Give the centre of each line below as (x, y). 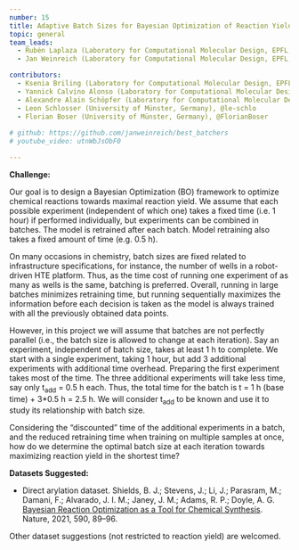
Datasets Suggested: (49, 473)
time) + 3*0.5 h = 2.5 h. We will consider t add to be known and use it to (139, 400)
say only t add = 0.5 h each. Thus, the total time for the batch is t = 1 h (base (147, 388)
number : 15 (29, 17)
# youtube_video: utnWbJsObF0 (65, 142)
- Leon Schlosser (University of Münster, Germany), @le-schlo (137, 108)
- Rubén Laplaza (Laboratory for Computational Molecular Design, (143, 51)
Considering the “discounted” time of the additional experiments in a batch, (147, 428)
